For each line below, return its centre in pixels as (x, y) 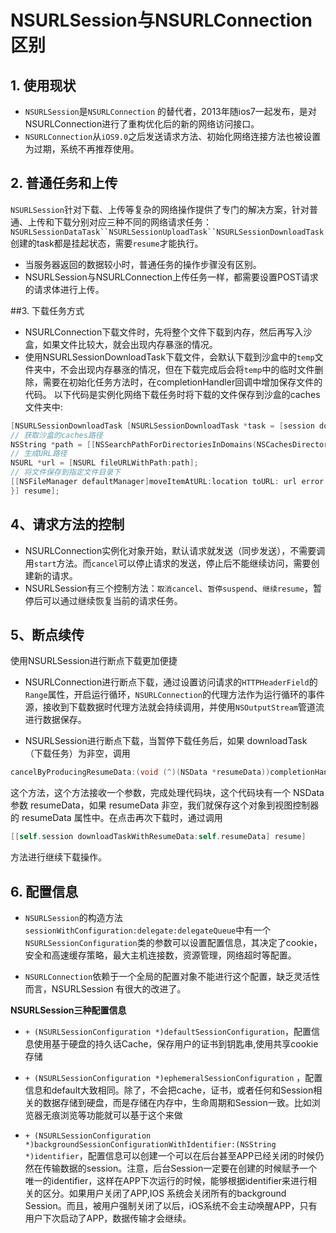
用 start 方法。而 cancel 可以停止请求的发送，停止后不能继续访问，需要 (168, 563)
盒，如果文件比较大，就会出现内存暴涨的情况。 (121, 344)
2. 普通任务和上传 (64, 183)
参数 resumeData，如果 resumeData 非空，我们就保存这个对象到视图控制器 (165, 805)
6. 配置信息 (44, 891)
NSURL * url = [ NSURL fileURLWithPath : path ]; (104, 463)
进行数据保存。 (55, 720)
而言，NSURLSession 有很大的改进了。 (105, 989)
